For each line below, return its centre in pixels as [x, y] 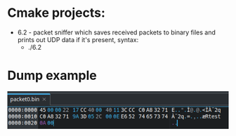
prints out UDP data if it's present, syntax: [78, 39]
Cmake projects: [56, 13]
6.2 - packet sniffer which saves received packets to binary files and [117, 32]
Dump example [52, 76]
